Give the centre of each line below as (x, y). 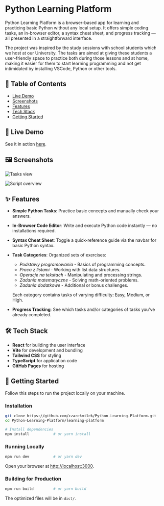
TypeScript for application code (45, 361)
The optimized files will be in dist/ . (41, 498)
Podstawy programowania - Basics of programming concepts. (82, 265)
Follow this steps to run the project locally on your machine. (65, 393)
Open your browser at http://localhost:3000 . (50, 466)
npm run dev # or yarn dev (44, 456)
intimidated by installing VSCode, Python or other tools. (61, 68)
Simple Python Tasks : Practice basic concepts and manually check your (85, 211)
